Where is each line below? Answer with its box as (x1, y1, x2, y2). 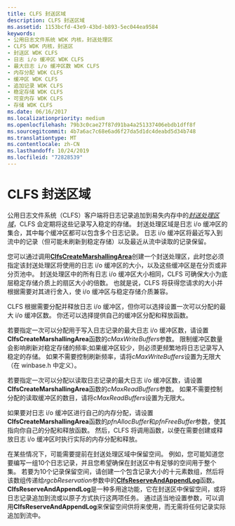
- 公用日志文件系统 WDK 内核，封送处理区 (7, 37, 114, 44)
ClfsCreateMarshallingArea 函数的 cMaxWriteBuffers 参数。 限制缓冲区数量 (7, 334, 223, 343)
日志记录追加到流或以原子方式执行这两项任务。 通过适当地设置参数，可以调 (7, 493, 224, 502)
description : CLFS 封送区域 (7, 17, 86, 24)
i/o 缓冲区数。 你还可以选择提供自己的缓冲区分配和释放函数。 (15, 310, 192, 320)
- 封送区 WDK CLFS (7, 50, 58, 57)
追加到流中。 (7, 511, 44, 520)
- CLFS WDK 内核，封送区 (7, 43, 74, 50)
